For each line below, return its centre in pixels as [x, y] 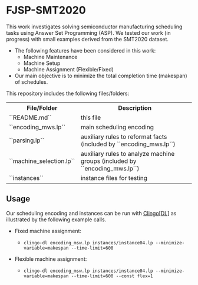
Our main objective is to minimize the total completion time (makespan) [101, 76]
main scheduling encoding [117, 127]
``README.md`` [30, 117]
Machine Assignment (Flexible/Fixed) [68, 69]
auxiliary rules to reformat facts [124, 136]
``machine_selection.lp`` [42, 161]
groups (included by [108, 161]
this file [91, 117]
